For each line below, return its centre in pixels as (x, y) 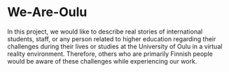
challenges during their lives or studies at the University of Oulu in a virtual (115, 46)
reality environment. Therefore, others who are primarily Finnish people (110, 54)
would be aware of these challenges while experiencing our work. (102, 61)
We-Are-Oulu (47, 12)
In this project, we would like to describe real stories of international (105, 31)
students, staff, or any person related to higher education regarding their (112, 38)
